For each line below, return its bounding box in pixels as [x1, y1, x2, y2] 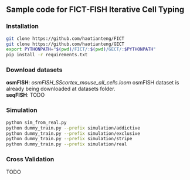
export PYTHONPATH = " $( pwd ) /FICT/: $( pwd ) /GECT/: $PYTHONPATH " [6, 46, 157, 52]
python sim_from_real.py [6, 120, 67, 125]
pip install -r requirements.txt [6, 52, 88, 58]
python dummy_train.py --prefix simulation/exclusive [6, 130, 141, 137]
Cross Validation [6, 155, 55, 164]
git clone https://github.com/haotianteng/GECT [6, 41, 125, 47]
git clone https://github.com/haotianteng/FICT [6, 35, 125, 42]
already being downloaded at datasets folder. [6, 85, 116, 93]
